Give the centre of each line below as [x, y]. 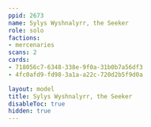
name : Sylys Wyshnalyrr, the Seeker [68, 23]
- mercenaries [32, 45]
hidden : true [30, 111]
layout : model [32, 89]
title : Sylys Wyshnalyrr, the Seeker [70, 96]
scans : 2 [23, 52]
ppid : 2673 [26, 15]
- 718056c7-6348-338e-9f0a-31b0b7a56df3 [76, 67]
